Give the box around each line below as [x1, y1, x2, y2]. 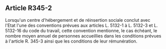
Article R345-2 [5, 4, 52, 12]
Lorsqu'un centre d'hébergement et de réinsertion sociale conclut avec [5, 17, 151, 23]
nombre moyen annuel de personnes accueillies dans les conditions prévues [5, 33, 162, 39]
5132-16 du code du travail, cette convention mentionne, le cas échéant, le [5, 27, 158, 34]
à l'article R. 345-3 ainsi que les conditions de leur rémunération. [5, 38, 138, 44]
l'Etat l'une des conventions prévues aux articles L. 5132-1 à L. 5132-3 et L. [5, 22, 158, 28]
